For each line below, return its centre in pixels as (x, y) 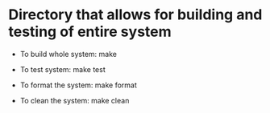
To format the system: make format (78, 85)
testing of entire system (90, 32)
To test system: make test (63, 69)
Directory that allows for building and (135, 15)
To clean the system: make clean (75, 100)
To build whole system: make (68, 54)
